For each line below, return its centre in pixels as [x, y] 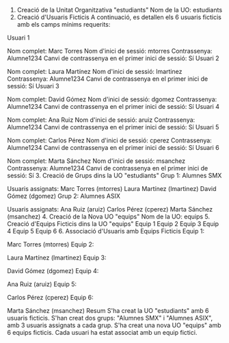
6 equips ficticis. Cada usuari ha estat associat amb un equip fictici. [102, 332]
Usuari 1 [18, 38]
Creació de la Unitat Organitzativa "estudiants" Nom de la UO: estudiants [120, 10]
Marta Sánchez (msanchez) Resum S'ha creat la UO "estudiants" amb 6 [108, 310]
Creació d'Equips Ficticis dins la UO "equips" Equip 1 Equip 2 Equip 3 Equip [113, 224]
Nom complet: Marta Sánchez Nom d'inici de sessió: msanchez [96, 161]
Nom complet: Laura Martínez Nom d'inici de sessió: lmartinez [95, 72]
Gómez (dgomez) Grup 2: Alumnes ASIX [64, 196]
